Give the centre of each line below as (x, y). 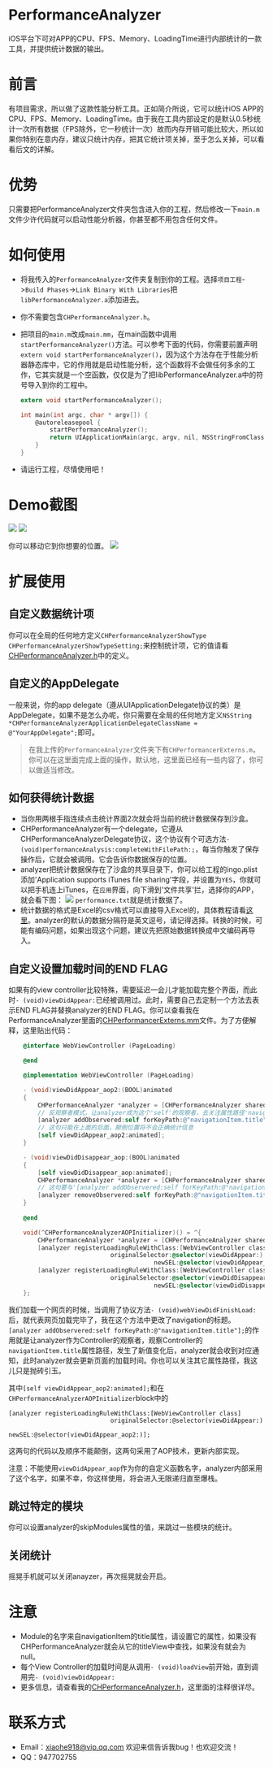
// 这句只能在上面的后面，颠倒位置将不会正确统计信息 (116, 1128)
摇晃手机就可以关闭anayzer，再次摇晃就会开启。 (89, 1576)
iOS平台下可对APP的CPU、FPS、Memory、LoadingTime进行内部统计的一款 (135, 38)
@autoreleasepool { (68, 423)
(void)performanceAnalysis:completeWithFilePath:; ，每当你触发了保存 (140, 849)
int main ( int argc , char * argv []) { (84, 415)
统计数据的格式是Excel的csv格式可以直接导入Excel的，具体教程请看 (133, 910)
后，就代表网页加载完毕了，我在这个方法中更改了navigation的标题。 (122, 1320)
